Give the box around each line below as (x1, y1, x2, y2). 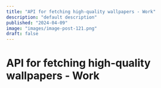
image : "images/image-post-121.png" (6, 25, 97, 32)
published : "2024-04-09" (6, 20, 68, 26)
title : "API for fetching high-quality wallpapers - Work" (6, 8, 156, 15)
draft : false (6, 31, 39, 37)
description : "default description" (6, 14, 97, 20)
